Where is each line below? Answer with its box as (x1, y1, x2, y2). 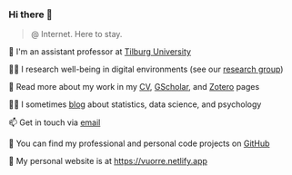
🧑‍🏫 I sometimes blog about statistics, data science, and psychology (8, 99, 262, 110)
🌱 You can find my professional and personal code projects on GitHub (8, 138, 270, 149)
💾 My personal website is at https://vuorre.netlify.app (8, 156, 208, 167)
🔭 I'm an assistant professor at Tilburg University (8, 46, 192, 57)
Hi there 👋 (8, 8, 54, 21)
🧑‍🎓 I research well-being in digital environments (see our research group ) (8, 63, 284, 75)
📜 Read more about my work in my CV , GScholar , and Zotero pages (8, 82, 260, 92)
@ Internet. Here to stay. (30, 29, 123, 40)
